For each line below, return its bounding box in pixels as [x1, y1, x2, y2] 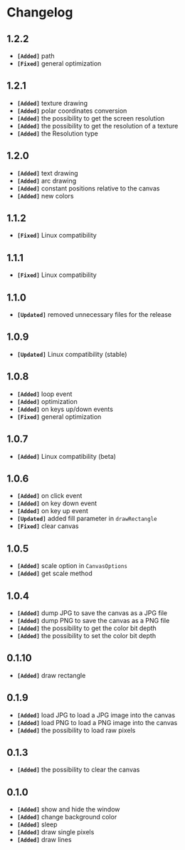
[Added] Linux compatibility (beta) [16, 452, 117, 460]
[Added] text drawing [16, 168, 78, 177]
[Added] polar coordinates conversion [16, 106, 127, 115]
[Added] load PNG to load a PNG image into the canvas [16, 718, 178, 727]
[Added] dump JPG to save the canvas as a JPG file [16, 608, 168, 617]
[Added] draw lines [16, 836, 72, 844]
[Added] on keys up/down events [16, 405, 113, 413]
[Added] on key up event [16, 507, 88, 515]
